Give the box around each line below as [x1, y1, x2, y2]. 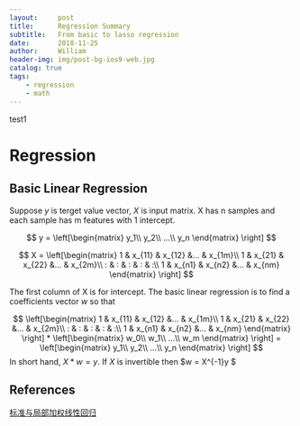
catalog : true [9, 64, 63, 73]
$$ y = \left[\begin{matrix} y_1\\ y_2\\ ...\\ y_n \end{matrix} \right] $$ [26, 232, 277, 243]
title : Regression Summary [9, 22, 131, 31]
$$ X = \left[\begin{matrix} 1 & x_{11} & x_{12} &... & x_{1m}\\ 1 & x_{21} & [18, 249, 285, 260]
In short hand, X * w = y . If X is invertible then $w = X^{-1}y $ [9, 356, 237, 366]
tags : [9, 72, 30, 81]
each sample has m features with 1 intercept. [9, 214, 176, 226]
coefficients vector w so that [9, 295, 115, 307]
